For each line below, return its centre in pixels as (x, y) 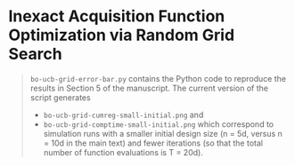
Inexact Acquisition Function (117, 16)
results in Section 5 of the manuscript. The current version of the (149, 88)
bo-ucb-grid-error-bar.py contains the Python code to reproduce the (158, 78)
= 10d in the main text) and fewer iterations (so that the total (153, 143)
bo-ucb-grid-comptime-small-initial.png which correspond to (158, 124)
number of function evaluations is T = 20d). (123, 152)
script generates (60, 97)
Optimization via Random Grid (122, 35)
